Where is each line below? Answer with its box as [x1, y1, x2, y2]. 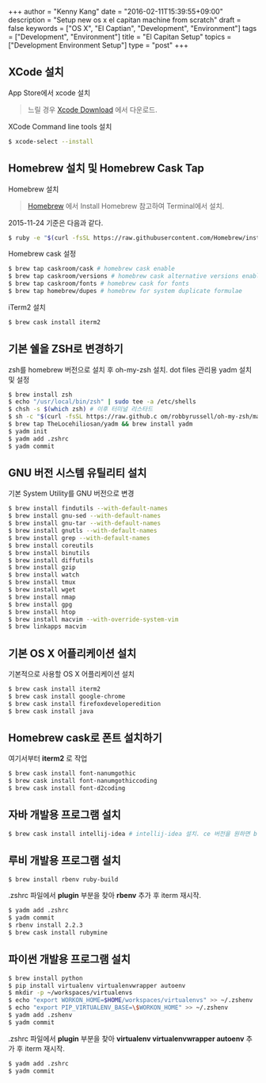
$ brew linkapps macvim [8, 622, 87, 630]
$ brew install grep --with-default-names [8, 534, 150, 542]
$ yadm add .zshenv [8, 1012, 73, 1019]
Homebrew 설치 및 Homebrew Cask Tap [8, 162, 204, 175]
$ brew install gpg [8, 600, 73, 608]
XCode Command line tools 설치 [8, 121, 112, 131]
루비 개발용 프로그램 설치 [8, 854, 121, 868]
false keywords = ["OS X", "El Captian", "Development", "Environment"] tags [8, 24, 257, 33]
